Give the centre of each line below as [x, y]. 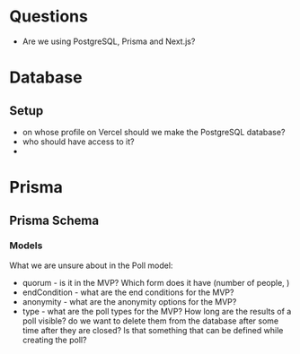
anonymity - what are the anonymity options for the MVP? [129, 301]
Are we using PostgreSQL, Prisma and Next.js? [109, 41]
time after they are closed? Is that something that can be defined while [153, 330]
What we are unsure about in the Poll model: [91, 265]
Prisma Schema [54, 220]
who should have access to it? [78, 142]
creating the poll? [54, 340]
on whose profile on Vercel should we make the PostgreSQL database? [154, 132]
